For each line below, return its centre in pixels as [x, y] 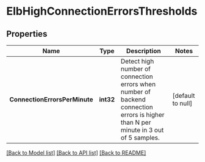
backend [134, 99]
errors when [138, 84]
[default [184, 96]
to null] [182, 103]
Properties [27, 34]
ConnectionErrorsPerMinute [51, 99]
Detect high [138, 61]
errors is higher [143, 115]
